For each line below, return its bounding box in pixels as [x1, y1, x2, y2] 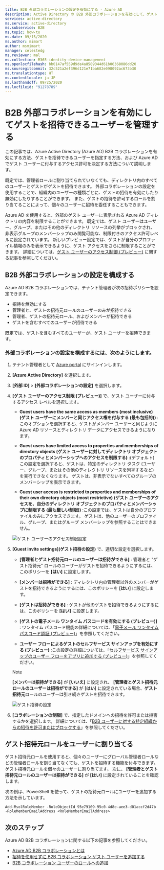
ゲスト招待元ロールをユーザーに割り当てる [5, 740, 133, 748]
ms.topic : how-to [5, 30, 41, 35]
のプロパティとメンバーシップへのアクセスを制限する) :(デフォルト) [19, 455, 155, 460]
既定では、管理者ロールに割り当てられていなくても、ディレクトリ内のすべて [5, 177, 158, 183]
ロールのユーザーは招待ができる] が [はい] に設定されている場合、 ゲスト [12, 685, 158, 691]
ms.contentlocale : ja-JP [5, 75, 56, 80]
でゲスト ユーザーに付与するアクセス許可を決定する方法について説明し [5, 161, 147, 167]
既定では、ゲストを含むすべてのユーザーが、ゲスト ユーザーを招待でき [5, 330, 147, 336]
